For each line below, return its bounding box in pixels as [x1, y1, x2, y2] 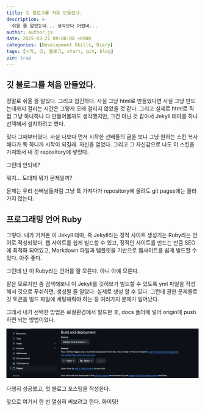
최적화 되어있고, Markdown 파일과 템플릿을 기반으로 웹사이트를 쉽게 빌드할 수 [12, 247, 197, 254]
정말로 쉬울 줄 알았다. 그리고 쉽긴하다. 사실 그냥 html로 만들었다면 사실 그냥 [6, 97, 185, 104]
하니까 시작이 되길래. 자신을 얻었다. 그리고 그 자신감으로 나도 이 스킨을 [29, 140, 195, 148]
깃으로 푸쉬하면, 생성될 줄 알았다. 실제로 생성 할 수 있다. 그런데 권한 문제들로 [17, 288, 198, 295]
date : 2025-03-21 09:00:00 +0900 [6, 35, 92, 42]
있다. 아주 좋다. [6, 254, 43, 262]
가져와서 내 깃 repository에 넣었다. [6, 148, 89, 155]
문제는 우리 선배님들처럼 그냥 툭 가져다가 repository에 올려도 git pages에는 [6, 187, 185, 195]
